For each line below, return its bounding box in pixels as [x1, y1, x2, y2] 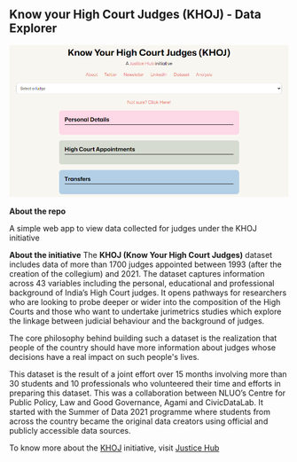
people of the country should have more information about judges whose [9, 342, 277, 353]
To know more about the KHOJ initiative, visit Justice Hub [9, 442, 220, 453]
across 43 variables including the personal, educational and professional [9, 278, 275, 289]
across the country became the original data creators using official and [9, 416, 269, 427]
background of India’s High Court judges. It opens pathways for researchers [9, 287, 287, 298]
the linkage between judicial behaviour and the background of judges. [9, 316, 265, 326]
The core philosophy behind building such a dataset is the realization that [9, 333, 277, 344]
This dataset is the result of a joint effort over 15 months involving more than [9, 369, 287, 380]
